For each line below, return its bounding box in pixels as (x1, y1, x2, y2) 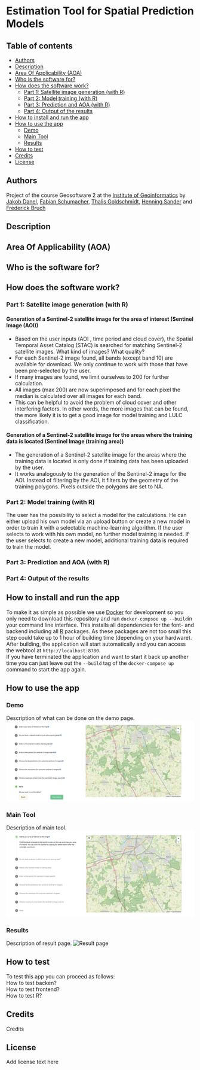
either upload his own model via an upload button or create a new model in (6, 518, 190, 525)
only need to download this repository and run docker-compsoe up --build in (6, 615, 193, 622)
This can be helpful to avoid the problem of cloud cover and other (14, 399, 177, 406)
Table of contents (6, 41, 73, 51)
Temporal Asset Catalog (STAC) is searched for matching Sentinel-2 (14, 341, 183, 348)
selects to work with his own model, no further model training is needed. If (6, 531, 189, 537)
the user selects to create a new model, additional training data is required (6, 537, 189, 544)
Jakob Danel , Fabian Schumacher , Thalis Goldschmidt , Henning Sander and (6, 197, 193, 205)
